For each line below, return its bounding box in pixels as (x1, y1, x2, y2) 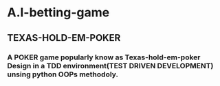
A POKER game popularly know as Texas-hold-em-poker (7, 53, 201, 62)
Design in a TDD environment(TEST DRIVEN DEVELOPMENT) (7, 61, 214, 70)
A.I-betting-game (7, 5, 110, 20)
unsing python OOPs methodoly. (7, 70, 119, 79)
